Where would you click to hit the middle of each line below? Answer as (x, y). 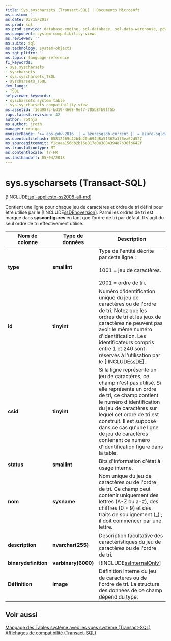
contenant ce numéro (124, 440)
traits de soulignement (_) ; (131, 514)
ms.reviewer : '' (22, 39)
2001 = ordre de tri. (122, 283)
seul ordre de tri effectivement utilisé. (45, 223)
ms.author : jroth (24, 124)
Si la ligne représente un (127, 370)
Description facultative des (131, 535)
